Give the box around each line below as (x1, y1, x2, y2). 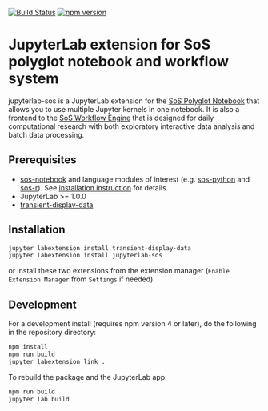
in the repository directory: (8, 328, 97, 337)
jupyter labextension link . (8, 357, 106, 365)
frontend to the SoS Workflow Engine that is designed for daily (8, 113, 214, 122)
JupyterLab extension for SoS (8, 36, 211, 54)
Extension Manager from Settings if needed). (8, 274, 156, 284)
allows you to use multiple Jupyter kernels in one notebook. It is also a (8, 104, 240, 114)
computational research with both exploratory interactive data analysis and (8, 121, 255, 131)
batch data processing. (8, 130, 85, 139)
